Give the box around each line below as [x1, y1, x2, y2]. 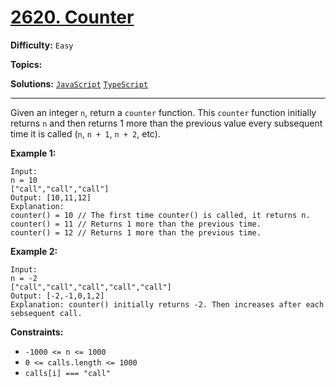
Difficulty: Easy [10, 39, 74, 51]
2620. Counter [10, 6, 135, 29]
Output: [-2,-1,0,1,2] [10, 291, 105, 301]
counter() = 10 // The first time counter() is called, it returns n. [10, 210, 311, 220]
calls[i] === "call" [24, 368, 111, 378]
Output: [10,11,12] [10, 192, 92, 203]
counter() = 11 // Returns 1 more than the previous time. [10, 219, 262, 229]
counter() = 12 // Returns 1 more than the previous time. [10, 227, 262, 238]
